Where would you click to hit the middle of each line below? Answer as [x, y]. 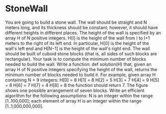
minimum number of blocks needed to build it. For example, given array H [80, 75]
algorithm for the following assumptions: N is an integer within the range [79, 95]
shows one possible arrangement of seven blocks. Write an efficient [75, 90]
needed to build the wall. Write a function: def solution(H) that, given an [78, 64]
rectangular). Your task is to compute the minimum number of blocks [76, 59]
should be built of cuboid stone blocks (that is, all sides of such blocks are [81, 54]
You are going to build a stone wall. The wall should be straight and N [76, 22]
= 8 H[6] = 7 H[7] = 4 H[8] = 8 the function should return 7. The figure [77, 85]
